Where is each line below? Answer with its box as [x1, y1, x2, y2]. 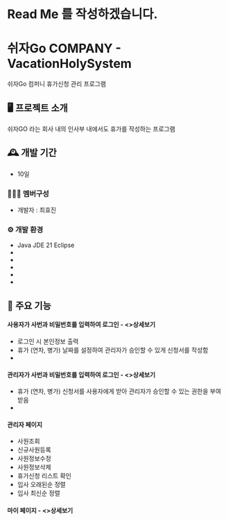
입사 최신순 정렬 [17, 489, 60, 497]
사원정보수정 [17, 454, 52, 463]
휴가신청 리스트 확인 [17, 472, 71, 480]
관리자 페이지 [7, 420, 43, 429]
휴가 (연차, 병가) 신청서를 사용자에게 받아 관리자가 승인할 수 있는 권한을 [17, 387, 209, 395]
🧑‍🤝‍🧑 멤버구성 [7, 189, 50, 198]
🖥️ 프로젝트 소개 [7, 102, 68, 114]
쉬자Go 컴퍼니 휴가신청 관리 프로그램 [7, 80, 106, 88]
